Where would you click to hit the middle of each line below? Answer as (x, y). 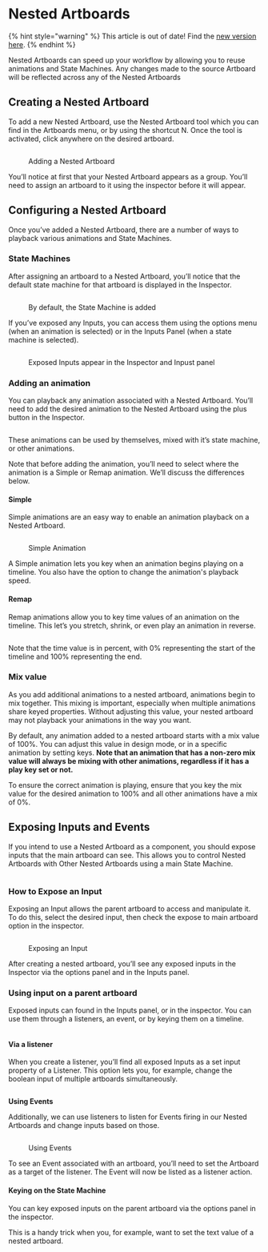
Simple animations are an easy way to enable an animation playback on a (129, 517)
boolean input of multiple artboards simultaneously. (93, 1079)
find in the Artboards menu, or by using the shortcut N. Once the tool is (125, 130)
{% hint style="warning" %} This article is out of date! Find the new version (132, 36)
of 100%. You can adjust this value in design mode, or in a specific (118, 744)
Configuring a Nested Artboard (87, 210)
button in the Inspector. (47, 418)
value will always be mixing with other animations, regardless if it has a (129, 760)
